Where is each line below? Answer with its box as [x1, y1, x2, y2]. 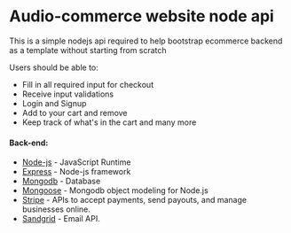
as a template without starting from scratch [9, 44, 167, 55]
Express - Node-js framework [21, 167, 131, 177]
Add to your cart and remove [21, 107, 128, 118]
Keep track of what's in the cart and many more [21, 117, 197, 128]
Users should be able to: [9, 62, 99, 73]
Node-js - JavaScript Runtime [21, 157, 131, 167]
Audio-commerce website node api [9, 6, 275, 27]
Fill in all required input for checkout [21, 79, 153, 89]
